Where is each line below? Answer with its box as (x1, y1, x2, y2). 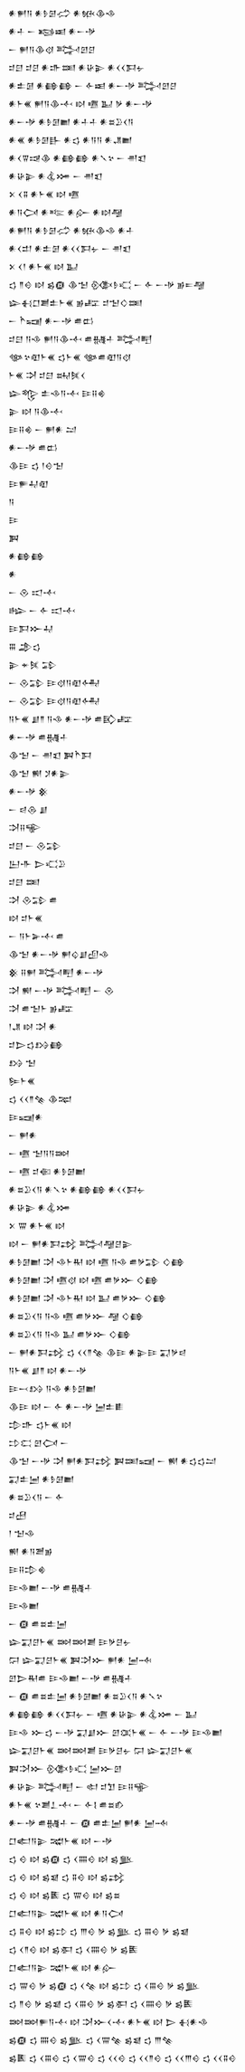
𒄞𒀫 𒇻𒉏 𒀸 (8, 1438, 70, 1448)
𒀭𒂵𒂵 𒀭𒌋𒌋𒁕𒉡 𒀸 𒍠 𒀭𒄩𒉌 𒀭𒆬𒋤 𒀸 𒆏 (8, 1709, 198, 1719)
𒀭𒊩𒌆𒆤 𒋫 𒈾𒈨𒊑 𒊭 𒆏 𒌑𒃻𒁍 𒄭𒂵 (8, 1293, 167, 1303)
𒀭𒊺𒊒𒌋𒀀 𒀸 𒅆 (8, 1492, 65, 1502)
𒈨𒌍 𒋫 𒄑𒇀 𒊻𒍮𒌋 (8, 370, 86, 380)
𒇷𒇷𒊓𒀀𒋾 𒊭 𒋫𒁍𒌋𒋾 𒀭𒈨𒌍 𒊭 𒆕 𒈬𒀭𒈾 (8, 2017, 209, 2027)
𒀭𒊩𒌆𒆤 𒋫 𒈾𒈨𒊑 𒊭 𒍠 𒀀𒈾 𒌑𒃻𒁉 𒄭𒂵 (8, 1257, 185, 1267)
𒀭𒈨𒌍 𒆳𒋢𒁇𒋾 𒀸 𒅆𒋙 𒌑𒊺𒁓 (8, 1800, 125, 1810)
